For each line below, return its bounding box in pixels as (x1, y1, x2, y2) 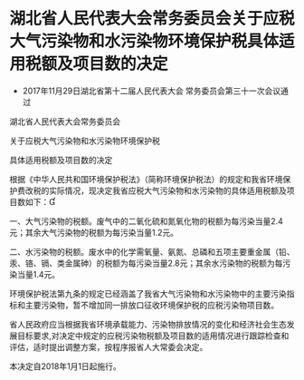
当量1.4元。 (16, 268, 61, 279)
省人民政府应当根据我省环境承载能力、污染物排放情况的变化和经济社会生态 (9, 318, 287, 329)
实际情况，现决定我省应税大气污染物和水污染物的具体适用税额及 (48, 185, 287, 196)
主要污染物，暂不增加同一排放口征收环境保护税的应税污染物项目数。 (24, 299, 279, 310)
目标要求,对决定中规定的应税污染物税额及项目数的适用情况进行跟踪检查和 (16, 330, 290, 341)
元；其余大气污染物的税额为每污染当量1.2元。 (9, 227, 179, 238)
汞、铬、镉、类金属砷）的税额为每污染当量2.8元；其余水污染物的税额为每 (9, 258, 283, 268)
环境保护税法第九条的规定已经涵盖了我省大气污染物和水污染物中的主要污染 (9, 287, 287, 299)
